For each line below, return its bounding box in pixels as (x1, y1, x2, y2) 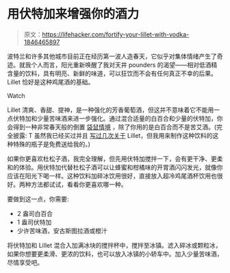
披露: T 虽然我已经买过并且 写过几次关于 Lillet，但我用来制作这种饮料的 (12, 131, 213, 139)
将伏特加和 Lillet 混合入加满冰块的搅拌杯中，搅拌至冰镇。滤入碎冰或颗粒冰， (7, 241, 222, 249)
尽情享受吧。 (7, 258, 43, 266)
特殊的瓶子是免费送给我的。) (12, 140, 91, 148)
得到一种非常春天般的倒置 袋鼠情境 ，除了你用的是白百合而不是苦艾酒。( (12, 123, 217, 131)
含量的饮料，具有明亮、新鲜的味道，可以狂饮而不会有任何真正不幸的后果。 (7, 69, 217, 78)
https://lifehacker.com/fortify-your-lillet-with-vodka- (42, 30, 190, 38)
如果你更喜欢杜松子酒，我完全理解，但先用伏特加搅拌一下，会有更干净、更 (7, 154, 217, 163)
